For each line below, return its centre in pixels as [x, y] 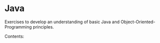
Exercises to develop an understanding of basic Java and [62, 22]
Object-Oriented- [138, 22]
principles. [43, 27]
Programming [18, 27]
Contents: [14, 36]
